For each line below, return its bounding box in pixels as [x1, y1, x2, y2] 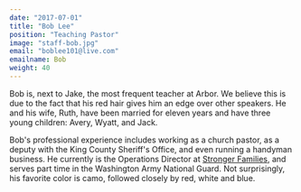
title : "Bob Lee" [9, 22, 75, 31]
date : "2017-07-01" [9, 13, 83, 23]
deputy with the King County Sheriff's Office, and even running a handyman [9, 143, 292, 154]
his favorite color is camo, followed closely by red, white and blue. [9, 172, 256, 183]
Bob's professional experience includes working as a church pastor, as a [9, 134, 280, 145]
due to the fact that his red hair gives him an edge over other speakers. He [9, 97, 287, 108]
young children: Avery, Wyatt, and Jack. [9, 116, 158, 127]
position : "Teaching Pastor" [9, 30, 119, 39]
